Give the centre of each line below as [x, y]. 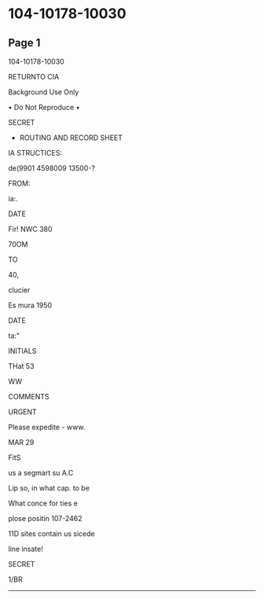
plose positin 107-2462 [45, 518]
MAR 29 [21, 442]
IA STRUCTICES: [35, 153]
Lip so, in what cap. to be [49, 488]
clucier [19, 290]
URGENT [22, 412]
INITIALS [22, 351]
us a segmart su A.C [41, 473]
